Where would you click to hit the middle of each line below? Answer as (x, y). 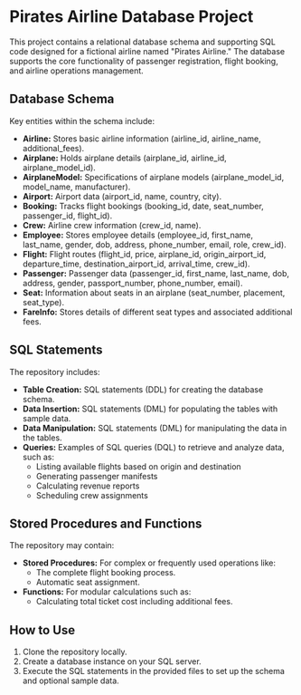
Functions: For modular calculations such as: (107, 592)
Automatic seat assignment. (88, 583)
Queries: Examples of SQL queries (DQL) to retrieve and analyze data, (153, 447)
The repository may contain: (62, 545)
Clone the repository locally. (75, 652)
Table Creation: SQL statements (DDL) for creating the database (143, 389)
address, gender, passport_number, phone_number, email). (132, 283)
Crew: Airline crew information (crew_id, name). (112, 225)
